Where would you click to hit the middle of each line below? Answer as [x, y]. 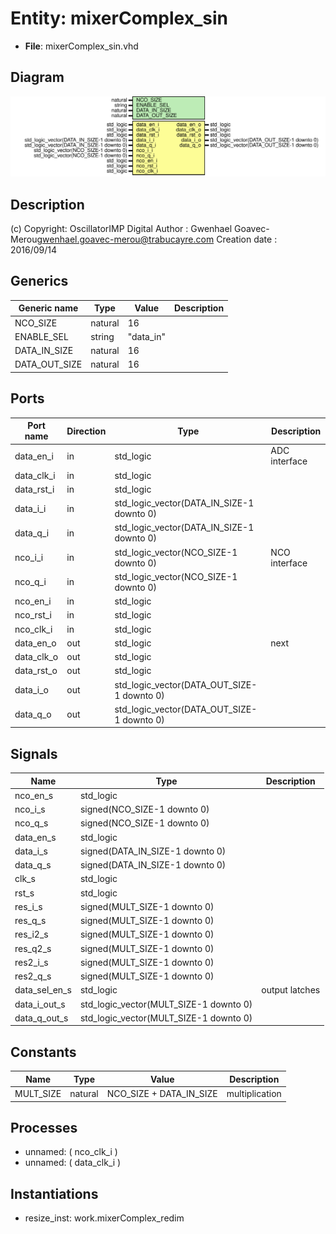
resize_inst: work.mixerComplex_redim [104, 1218]
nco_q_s [31, 823]
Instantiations [54, 1193]
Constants [43, 1052]
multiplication [254, 1094]
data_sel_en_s [43, 990]
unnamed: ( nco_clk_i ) [71, 1152]
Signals [34, 753]
